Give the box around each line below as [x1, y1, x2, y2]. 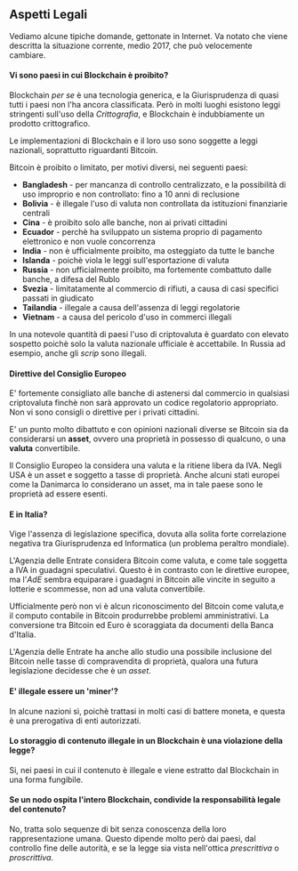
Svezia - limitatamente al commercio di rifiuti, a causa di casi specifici [21, 284, 278, 294]
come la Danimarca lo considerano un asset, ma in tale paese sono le [9, 480, 263, 490]
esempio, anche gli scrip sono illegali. [9, 348, 147, 359]
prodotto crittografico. [9, 118, 91, 129]
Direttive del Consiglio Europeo [9, 368, 127, 379]
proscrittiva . [9, 852, 54, 863]
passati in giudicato [21, 293, 94, 303]
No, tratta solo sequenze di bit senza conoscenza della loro [9, 824, 227, 835]
